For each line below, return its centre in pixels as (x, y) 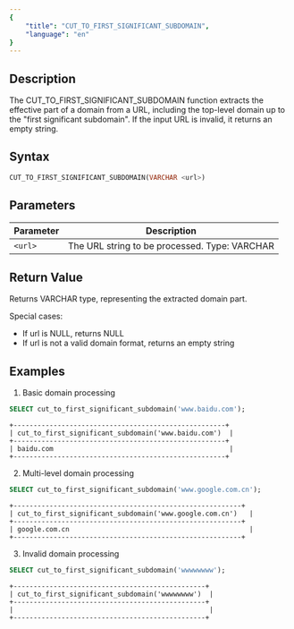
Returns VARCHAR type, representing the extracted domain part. (128, 299)
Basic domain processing (69, 393)
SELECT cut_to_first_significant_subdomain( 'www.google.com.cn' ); (135, 490)
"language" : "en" (58, 34)
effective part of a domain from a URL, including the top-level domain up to (147, 110)
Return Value (46, 277)
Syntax (29, 157)
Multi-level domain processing (78, 473)
